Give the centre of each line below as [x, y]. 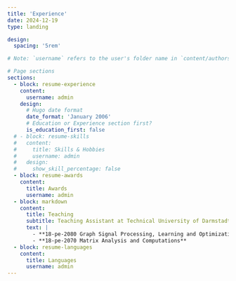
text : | [37, 228]
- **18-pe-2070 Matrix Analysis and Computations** [110, 240]
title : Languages [51, 260]
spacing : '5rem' [37, 46]
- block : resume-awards [48, 176]
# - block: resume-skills [52, 136]
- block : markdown [41, 201]
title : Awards [47, 189]
